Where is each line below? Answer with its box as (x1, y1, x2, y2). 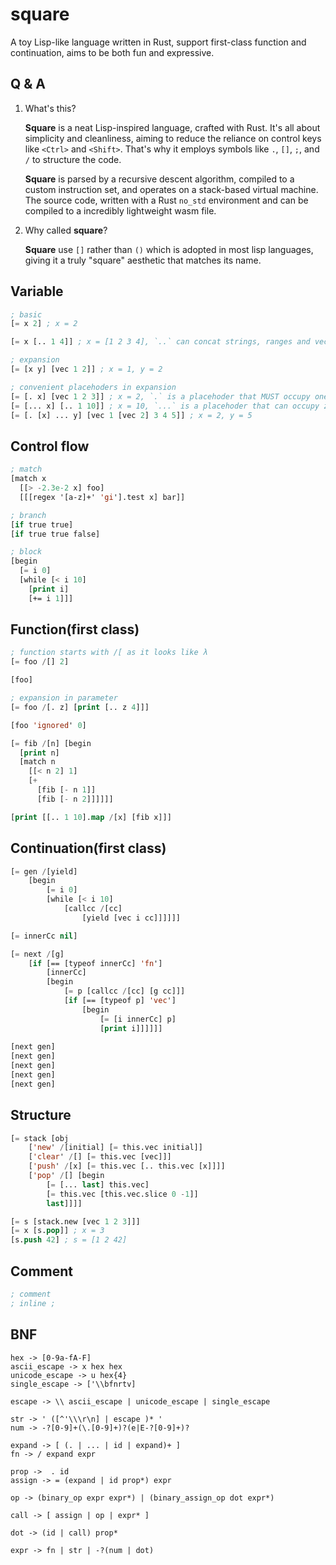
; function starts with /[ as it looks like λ (10, 648, 208, 658)
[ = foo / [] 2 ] (10, 657, 70, 667)
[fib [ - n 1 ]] (36, 785, 97, 795)
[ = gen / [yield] (10, 866, 78, 877)
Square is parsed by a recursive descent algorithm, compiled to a (24, 173, 295, 185)
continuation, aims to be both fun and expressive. (10, 46, 215, 58)
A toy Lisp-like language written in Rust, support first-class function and (10, 36, 307, 48)
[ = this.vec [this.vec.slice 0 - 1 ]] (46, 1189, 199, 1199)
